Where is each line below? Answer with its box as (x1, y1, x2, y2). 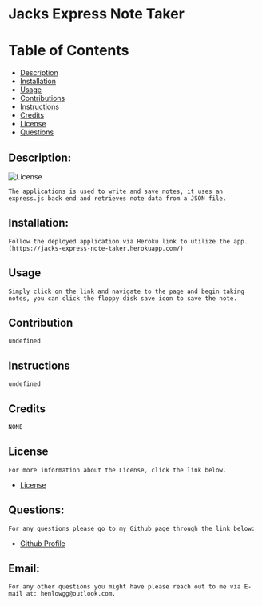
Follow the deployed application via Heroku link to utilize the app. (8, 237, 248, 245)
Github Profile (19, 538, 65, 548)
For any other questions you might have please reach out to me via (8, 583, 241, 591)
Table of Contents (8, 42, 129, 60)
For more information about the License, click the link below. (8, 466, 227, 474)
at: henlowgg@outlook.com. (26, 590, 116, 598)
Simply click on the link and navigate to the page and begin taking (8, 287, 245, 295)
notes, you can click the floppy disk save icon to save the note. (8, 294, 238, 303)
